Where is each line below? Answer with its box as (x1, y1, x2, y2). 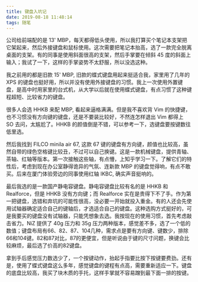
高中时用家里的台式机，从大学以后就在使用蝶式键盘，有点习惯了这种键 (21, 86, 192, 93)
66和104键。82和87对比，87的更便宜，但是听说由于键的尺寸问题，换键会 (6, 235, 184, 242)
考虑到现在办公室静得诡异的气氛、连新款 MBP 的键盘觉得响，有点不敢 (21, 163, 191, 170)
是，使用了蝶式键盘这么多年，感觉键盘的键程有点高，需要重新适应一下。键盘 (6, 262, 192, 269)
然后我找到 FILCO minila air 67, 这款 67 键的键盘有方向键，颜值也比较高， (6, 141, 184, 148)
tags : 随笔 (6, 20, 31, 25)
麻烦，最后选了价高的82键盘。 (11, 242, 85, 249)
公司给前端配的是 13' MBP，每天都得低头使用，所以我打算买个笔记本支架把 (6, 37, 187, 44)
